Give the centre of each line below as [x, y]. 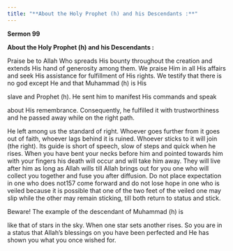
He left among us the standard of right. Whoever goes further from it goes [114, 131]
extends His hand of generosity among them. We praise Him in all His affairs [117, 68]
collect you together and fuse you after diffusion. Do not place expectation [114, 175]
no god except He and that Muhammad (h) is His [77, 83]
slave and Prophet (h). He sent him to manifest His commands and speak [112, 96]
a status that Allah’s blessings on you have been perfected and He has [108, 232]
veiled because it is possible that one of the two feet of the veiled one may [114, 190]
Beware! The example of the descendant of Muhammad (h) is [95, 211]
